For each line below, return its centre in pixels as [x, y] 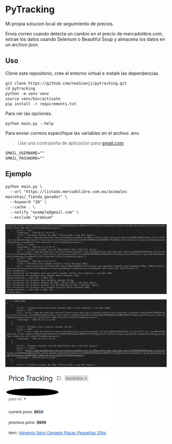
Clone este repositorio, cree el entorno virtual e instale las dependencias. [82, 73]
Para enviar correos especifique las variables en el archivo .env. [73, 133]
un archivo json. [22, 44]
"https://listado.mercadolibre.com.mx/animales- [77, 191]
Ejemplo [18, 174]
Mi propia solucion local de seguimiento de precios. [60, 24]
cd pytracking [20, 88]
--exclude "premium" [32, 217]
